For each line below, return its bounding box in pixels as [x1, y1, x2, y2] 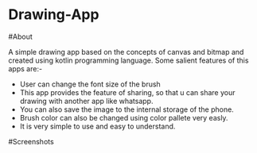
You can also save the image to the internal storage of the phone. [19, 105, 235, 114]
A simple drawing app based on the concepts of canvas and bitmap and [8, 47, 244, 56]
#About [8, 32, 33, 41]
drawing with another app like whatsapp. [19, 96, 154, 105]
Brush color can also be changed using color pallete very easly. [19, 113, 228, 122]
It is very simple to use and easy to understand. [19, 121, 176, 131]
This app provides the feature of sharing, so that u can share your [19, 87, 236, 97]
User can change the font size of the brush [19, 79, 161, 89]
